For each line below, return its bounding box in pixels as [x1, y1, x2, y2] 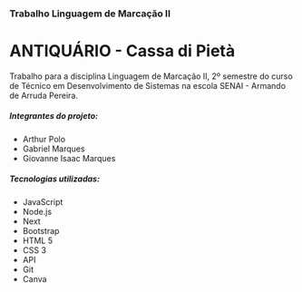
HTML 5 [22, 235, 54, 246]
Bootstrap [22, 225, 60, 236]
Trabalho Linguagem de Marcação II [9, 7, 170, 20]
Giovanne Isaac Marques [22, 152, 116, 163]
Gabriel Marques [22, 143, 85, 154]
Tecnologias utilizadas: [9, 173, 101, 184]
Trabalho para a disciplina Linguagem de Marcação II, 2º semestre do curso [9, 71, 293, 82]
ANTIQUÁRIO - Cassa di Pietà [9, 41, 236, 62]
